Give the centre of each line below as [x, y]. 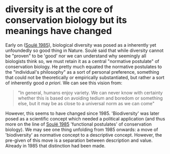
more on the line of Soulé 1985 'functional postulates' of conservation [79, 124]
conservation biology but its [66, 20]
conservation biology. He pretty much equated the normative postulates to [84, 67]
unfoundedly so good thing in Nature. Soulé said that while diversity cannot [84, 50]
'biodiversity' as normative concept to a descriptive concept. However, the [84, 135]
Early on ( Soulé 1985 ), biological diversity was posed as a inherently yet [81, 45]
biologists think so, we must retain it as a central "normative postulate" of [82, 61]
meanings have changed [59, 31]
